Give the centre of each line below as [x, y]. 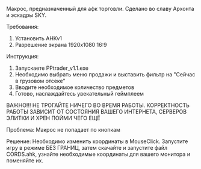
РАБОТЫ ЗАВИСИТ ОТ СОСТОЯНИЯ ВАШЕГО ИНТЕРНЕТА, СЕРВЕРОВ [97, 112]
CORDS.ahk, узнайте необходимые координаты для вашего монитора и [98, 154]
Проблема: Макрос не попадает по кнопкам [63, 130]
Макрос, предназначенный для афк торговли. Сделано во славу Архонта [100, 9]
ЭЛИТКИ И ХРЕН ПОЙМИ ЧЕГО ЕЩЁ [53, 118]
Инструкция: [23, 56]
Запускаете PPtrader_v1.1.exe [52, 68]
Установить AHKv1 [38, 38]
